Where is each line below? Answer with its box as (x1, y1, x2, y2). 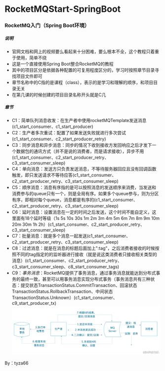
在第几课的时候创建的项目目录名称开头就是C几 (11, 92, 107, 98)
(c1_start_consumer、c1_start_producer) (11, 124, 93, 129)
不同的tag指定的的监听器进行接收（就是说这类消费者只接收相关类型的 (16, 251, 157, 257)
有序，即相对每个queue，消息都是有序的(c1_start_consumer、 (11, 197, 138, 203)
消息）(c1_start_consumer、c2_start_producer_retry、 (11, 258, 122, 264)
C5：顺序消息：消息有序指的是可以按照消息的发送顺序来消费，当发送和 (11, 184, 157, 191)
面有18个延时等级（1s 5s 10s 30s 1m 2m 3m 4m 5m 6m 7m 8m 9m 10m (16, 215, 160, 221)
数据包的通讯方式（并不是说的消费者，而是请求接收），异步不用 (16, 148, 144, 154)
